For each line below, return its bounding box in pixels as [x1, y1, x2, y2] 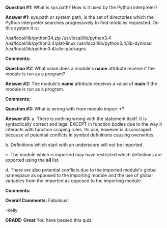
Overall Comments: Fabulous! [5, 197, 69, 203]
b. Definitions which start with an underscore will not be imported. [5, 142, 144, 148]
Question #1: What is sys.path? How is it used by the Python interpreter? [5, 5, 158, 10]
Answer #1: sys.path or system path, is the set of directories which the [5, 14, 154, 20]
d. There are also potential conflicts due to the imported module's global [5, 167, 157, 173]
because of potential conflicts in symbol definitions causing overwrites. [5, 132, 155, 138]
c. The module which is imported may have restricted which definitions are [5, 152, 162, 157]
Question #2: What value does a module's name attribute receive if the [5, 66, 155, 71]
